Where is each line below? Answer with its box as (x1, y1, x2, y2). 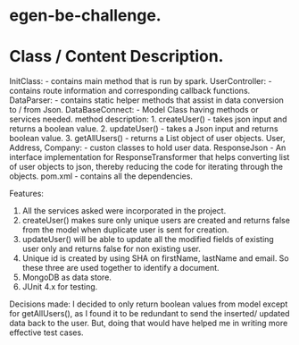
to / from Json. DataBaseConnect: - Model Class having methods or (9, 105, 259, 115)
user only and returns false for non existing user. (21, 243, 201, 255)
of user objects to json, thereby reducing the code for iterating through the (9, 162, 284, 172)
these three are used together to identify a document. (21, 263, 220, 273)
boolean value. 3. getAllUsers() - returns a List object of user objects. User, (9, 133, 286, 144)
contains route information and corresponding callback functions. (9, 86, 251, 97)
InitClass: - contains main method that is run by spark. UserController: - (9, 76, 272, 87)
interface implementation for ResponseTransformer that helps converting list (9, 152, 290, 163)
